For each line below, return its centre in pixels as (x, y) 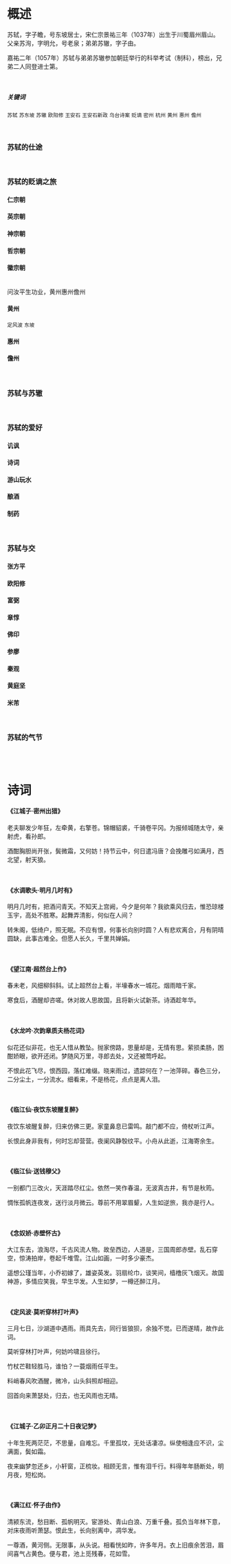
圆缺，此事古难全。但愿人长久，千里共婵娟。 (70, 939)
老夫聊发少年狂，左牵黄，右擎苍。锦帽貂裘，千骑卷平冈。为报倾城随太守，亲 (115, 828)
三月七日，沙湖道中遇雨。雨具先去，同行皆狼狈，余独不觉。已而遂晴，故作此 (115, 1328)
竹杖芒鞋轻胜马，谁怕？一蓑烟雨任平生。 (64, 1366)
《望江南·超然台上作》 (38, 968)
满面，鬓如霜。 (28, 1451)
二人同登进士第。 (37, 66)
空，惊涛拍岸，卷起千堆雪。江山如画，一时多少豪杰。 (82, 1258)
